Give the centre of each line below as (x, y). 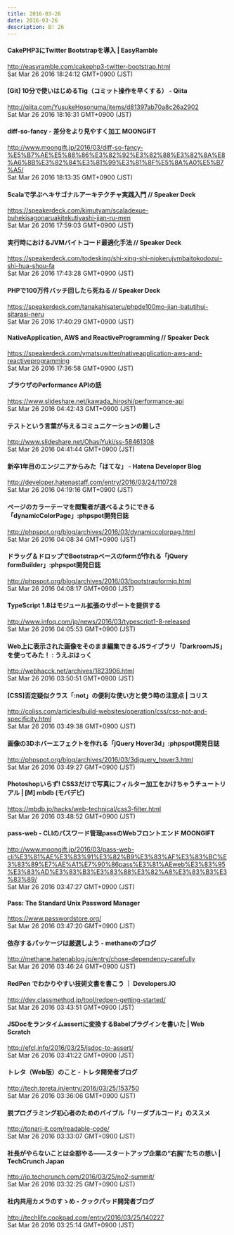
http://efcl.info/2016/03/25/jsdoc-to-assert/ (70, 1047)
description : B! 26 (36, 27)
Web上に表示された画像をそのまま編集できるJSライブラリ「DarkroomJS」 (117, 646)
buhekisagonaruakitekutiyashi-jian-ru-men (69, 218)
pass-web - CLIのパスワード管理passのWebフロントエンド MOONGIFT (111, 833)
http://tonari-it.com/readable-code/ (59, 1129)
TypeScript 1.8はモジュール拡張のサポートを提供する (84, 605)
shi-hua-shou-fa (31, 266)
